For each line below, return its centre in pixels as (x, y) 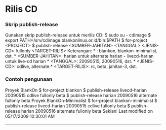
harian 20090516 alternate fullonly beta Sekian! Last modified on (87, 111)
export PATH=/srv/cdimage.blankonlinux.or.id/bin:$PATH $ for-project (76, 40)
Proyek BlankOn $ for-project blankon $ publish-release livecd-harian (76, 90)
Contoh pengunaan (29, 79)
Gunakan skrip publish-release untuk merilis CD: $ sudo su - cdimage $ (78, 35)
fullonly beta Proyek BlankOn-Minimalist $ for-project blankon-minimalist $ (81, 100)
